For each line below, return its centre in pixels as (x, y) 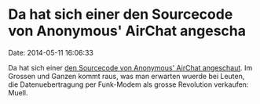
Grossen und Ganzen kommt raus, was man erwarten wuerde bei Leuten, (126, 76)
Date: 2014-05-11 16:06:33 (51, 52)
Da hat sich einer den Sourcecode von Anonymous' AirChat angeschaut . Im (130, 67)
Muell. (18, 92)
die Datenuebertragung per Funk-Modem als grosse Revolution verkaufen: (128, 84)
